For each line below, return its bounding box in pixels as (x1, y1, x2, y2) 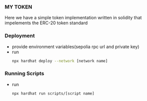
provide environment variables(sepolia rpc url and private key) (11, 44, 140, 50)
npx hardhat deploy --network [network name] (11, 58, 108, 63)
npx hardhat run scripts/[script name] (11, 91, 95, 96)
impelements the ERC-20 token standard (4, 20, 88, 26)
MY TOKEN (4, 3, 33, 10)
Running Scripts (4, 70, 44, 77)
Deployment (4, 32, 35, 39)
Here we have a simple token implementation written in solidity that (4, 15, 142, 21)
